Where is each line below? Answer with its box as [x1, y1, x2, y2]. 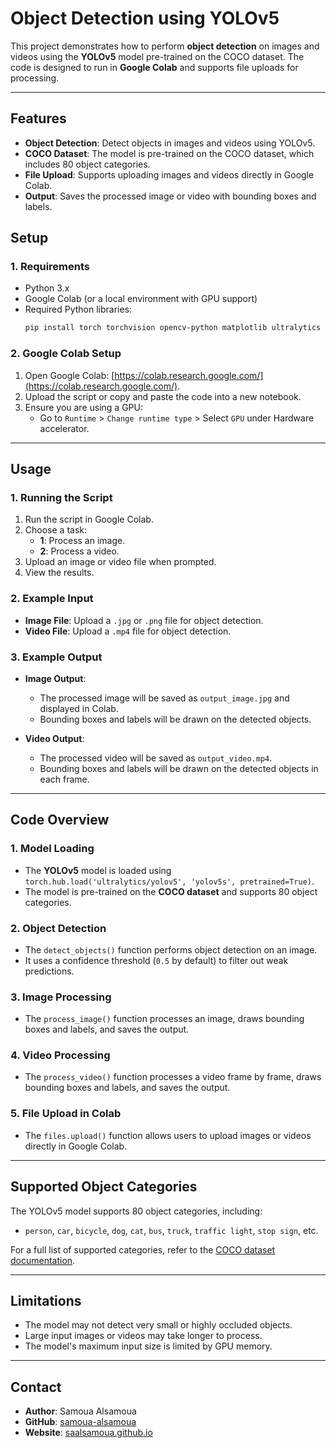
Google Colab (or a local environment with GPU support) [24, 293, 258, 305]
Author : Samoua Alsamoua [24, 1405, 137, 1417]
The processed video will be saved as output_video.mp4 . [39, 752, 273, 764]
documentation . [10, 1254, 76, 1266]
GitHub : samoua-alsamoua [24, 1416, 137, 1428]
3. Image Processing [10, 990, 112, 1004]
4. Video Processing [10, 1048, 111, 1062]
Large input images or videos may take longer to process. [24, 1330, 263, 1342]
